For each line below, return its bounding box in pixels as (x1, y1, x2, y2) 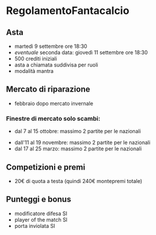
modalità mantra (14, 68, 54, 74)
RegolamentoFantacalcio (6, 4, 130, 17)
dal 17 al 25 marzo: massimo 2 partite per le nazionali (14, 145, 142, 152)
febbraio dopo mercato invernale (14, 100, 94, 107)
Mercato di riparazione (6, 85, 90, 94)
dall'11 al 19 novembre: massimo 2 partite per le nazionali (14, 139, 151, 146)
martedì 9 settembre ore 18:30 (14, 43, 87, 50)
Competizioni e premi (6, 162, 86, 172)
